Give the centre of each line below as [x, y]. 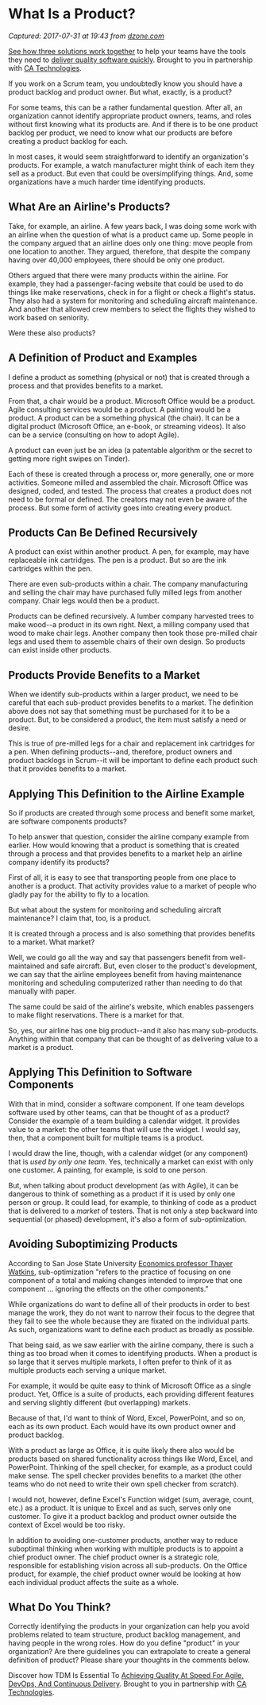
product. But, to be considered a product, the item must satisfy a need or [127, 719]
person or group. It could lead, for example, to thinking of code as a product [132, 1202]
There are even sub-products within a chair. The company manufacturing [128, 584]
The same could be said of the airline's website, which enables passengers [131, 1007]
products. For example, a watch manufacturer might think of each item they [132, 165]
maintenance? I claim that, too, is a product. [80, 918]
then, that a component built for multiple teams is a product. [106, 1137]
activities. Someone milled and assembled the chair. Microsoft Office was [128, 482]
